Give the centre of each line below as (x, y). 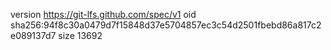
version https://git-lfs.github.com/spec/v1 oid (103, 14)
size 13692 (80, 35)
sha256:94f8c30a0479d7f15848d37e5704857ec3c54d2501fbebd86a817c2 (166, 25)
